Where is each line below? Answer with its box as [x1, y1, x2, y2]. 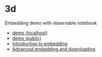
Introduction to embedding [12, 40, 68, 46]
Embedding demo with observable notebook [5, 20, 97, 26]
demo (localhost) [12, 30, 48, 36]
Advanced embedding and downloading [12, 46, 95, 52]
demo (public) [12, 35, 41, 41]
